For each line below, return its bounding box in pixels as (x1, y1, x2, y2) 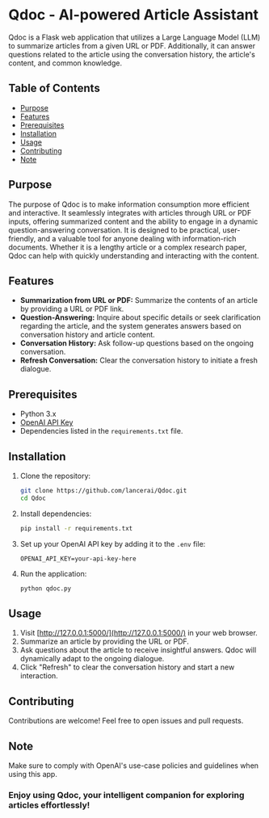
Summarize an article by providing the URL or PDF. (19, 636, 190, 647)
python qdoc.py (19, 584, 72, 593)
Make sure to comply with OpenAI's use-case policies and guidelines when (8, 761, 259, 770)
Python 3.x (19, 409, 57, 419)
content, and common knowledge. (8, 58, 123, 68)
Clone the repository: (19, 471, 91, 480)
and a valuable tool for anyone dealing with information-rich (37, 233, 237, 243)
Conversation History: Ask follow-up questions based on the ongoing (19, 338, 254, 348)
